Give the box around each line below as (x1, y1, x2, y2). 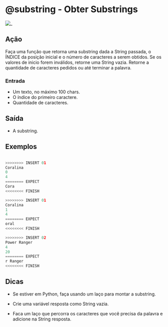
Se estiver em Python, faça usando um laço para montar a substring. (12, 290, 156, 297)
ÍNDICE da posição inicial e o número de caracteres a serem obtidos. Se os (5, 54, 162, 60)
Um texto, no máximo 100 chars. (12, 89, 80, 95)
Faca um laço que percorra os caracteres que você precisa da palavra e (12, 310, 163, 316)
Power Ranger (5, 240, 33, 245)
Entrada (5, 77, 25, 84)
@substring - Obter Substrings (5, 4, 138, 15)
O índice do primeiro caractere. (12, 94, 78, 100)
